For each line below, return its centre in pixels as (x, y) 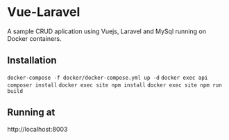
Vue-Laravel (44, 12)
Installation (32, 61)
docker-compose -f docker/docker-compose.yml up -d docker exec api (108, 78)
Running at (31, 113)
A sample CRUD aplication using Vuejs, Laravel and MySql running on (107, 31)
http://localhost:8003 (37, 129)
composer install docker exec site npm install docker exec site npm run (114, 85)
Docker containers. (34, 38)
